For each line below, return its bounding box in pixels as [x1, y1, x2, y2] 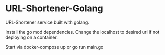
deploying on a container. [5, 34, 58, 40]
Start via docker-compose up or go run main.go [5, 44, 104, 50]
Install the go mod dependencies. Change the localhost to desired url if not [5, 29, 160, 35]
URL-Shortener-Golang [5, 3, 104, 14]
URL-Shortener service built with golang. [5, 19, 89, 25]
